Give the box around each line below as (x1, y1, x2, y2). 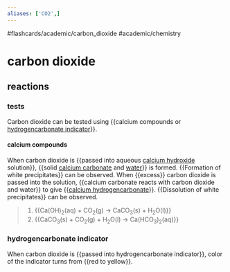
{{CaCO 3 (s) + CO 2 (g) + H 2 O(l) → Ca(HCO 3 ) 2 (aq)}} (34, 215, 179, 225)
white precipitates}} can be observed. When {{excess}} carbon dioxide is (7, 170, 216, 179)
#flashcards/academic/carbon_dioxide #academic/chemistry (7, 29, 182, 37)
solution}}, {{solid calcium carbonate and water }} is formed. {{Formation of (7, 163, 222, 172)
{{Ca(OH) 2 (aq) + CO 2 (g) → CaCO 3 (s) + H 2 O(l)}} (34, 206, 172, 216)
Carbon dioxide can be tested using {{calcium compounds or (7, 117, 182, 125)
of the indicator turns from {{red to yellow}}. (7, 257, 133, 265)
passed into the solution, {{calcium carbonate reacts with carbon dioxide (7, 178, 215, 186)
